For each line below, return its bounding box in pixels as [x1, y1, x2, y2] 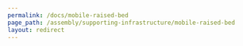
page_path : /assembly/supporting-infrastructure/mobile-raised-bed [7, 19, 236, 27]
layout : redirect [7, 26, 65, 34]
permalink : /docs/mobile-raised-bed [7, 11, 129, 19]
